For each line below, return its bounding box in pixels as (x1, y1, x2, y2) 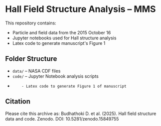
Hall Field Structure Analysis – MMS (5, 3, 156, 15)
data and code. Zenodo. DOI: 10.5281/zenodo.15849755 (5, 116, 119, 122)
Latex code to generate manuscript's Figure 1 (12, 40, 106, 46)
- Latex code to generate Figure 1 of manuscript (21, 84, 127, 89)
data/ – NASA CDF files (12, 68, 61, 74)
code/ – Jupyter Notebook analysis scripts (12, 73, 99, 79)
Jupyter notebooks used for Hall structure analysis (12, 35, 117, 41)
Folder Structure (5, 55, 57, 63)
